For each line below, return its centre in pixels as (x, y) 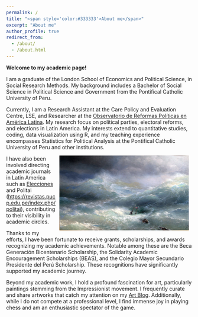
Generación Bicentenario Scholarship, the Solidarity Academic (82, 252)
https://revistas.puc (32, 196)
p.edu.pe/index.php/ (31, 203)
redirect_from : (25, 38)
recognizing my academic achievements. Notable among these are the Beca (99, 245)
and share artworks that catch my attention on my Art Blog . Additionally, (94, 295)
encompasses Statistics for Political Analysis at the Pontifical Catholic (91, 141)
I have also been (26, 158)
